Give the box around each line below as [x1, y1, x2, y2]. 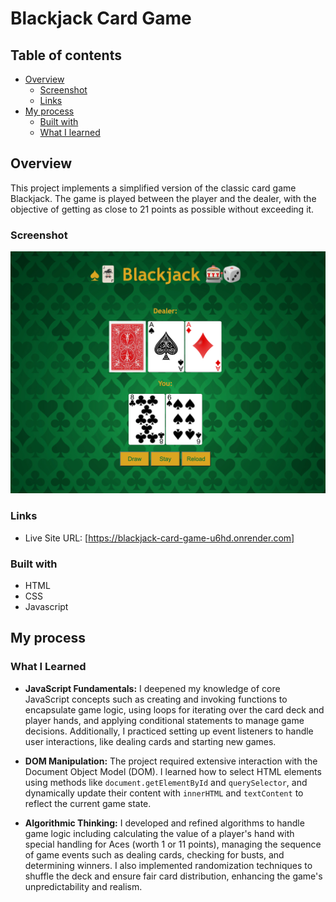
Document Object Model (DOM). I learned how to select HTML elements [24, 765, 322, 777]
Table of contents [10, 47, 122, 64]
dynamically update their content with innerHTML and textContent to [24, 787, 304, 799]
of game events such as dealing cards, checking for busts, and [24, 848, 285, 861]
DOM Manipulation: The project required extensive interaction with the [24, 755, 318, 767]
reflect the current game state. [24, 797, 152, 809]
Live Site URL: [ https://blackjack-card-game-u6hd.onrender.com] [24, 532, 295, 544]
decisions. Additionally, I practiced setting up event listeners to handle [24, 725, 314, 737]
